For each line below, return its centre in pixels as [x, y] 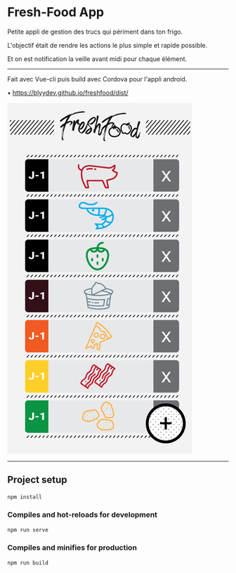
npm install [25, 497]
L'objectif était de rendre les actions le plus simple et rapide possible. [107, 45]
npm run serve [28, 530]
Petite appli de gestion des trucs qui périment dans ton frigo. [95, 32]
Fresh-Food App [55, 12]
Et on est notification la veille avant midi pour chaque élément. [97, 59]
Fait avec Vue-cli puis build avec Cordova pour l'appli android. [97, 79]
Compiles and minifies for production [72, 547]
